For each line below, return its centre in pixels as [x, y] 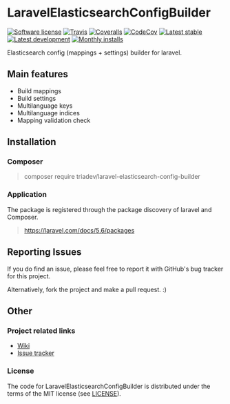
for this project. [29, 276]
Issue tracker [36, 353]
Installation [32, 142]
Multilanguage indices [49, 113]
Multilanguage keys [45, 106]
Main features [38, 74]
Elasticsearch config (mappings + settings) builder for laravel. [95, 52]
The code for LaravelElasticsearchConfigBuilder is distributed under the [109, 386]
